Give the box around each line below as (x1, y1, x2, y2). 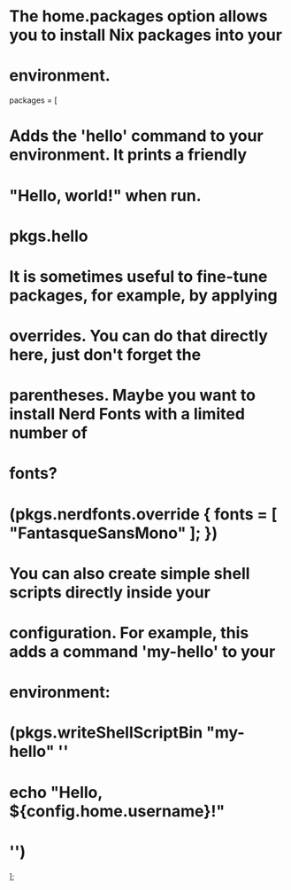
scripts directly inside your (9, 582, 211, 602)
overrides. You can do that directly (9, 326, 268, 347)
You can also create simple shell (9, 563, 250, 583)
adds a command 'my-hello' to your (9, 642, 276, 661)
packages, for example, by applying (9, 285, 278, 305)
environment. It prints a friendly (9, 144, 248, 165)
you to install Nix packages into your (9, 25, 283, 45)
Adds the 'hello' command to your (9, 126, 264, 146)
